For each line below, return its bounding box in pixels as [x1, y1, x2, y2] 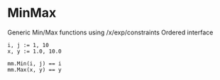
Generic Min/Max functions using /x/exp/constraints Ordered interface [7, 28, 214, 36]
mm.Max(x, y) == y [7, 66, 62, 73]
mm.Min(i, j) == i [7, 60, 62, 67]
